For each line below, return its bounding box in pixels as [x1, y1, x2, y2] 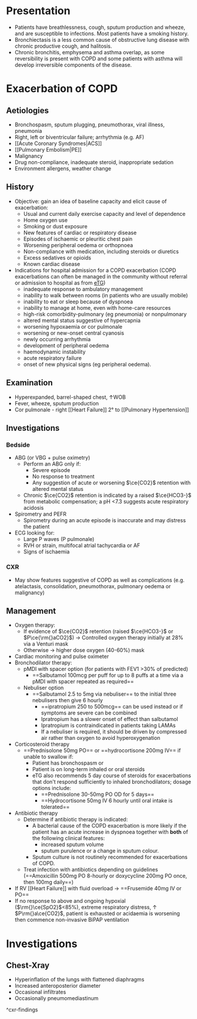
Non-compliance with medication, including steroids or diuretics [23, 248, 179, 255]
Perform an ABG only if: [23, 460, 81, 467]
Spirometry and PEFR [14, 510, 66, 517]
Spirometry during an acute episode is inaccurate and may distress [23, 517, 186, 524]
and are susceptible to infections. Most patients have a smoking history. [14, 30, 189, 37]
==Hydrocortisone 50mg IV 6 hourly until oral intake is [41, 797, 173, 804]
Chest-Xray [6, 960, 50, 970]
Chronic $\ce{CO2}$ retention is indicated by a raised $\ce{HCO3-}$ [23, 492, 192, 499]
